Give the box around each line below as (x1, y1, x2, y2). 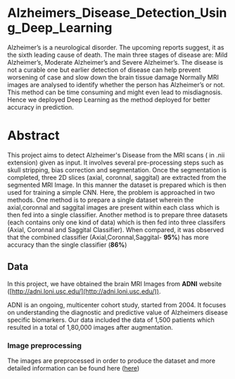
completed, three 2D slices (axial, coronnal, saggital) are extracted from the (7, 173, 227, 181)
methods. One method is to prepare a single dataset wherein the (7, 195, 194, 204)
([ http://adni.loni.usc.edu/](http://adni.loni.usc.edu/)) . (7, 287, 161, 295)
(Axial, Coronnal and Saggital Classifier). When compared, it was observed (7, 225, 224, 233)
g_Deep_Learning (7, 20, 113, 36)
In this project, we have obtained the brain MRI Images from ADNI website (7, 279, 222, 288)
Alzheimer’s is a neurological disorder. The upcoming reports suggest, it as (7, 43, 224, 51)
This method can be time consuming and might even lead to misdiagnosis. (7, 88, 223, 96)
